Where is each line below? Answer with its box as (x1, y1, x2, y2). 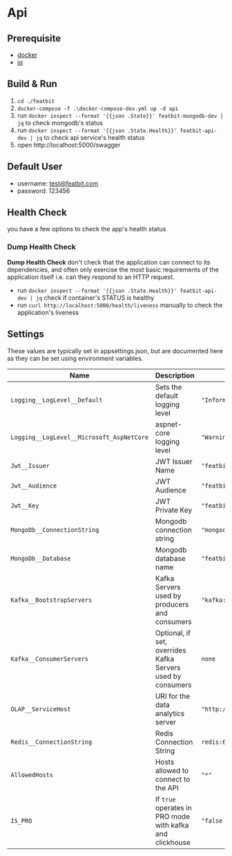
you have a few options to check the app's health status (7, 225, 166, 233)
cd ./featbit (17, 98, 55, 105)
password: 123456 (17, 186, 70, 195)
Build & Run (7, 78, 57, 90)
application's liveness (17, 308, 79, 316)
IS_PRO (10, 817, 32, 825)
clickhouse (155, 837, 191, 847)
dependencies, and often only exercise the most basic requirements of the (7, 265, 219, 274)
